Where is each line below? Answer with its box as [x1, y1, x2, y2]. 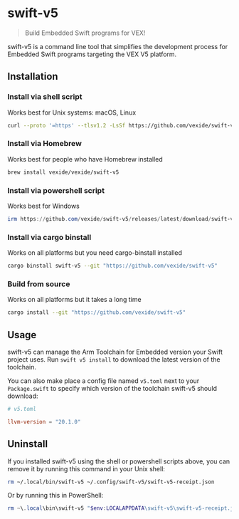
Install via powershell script [7, 185, 105, 195]
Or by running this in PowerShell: [7, 491, 104, 500]
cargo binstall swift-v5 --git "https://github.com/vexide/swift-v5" [7, 262, 218, 270]
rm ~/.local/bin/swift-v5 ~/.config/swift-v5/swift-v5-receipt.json [7, 478, 215, 486]
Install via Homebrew [7, 139, 82, 149]
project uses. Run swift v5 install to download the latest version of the [7, 355, 221, 364]
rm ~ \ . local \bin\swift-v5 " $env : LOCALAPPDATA [7, 505, 144, 512]
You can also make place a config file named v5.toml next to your [7, 377, 200, 385]
